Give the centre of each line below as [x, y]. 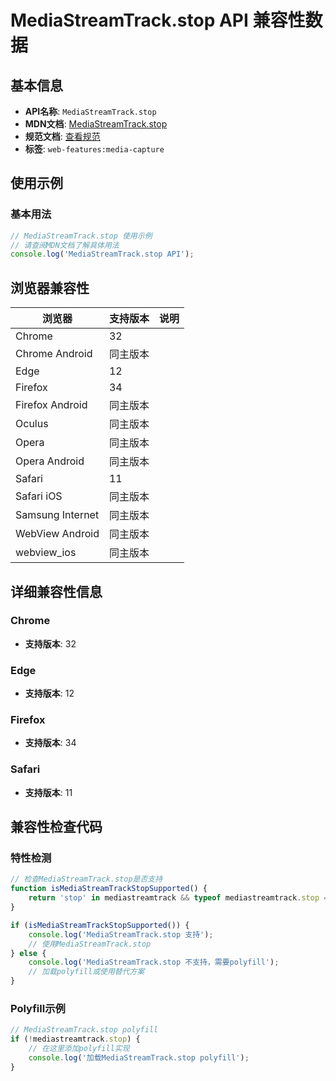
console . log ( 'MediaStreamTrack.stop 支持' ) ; [121, 934]
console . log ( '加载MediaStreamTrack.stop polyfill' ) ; [139, 1057]
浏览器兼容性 [50, 287]
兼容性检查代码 [56, 827]
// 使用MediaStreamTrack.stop [90, 944]
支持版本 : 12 [49, 693]
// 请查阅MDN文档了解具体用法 [65, 245]
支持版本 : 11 [48, 792]
